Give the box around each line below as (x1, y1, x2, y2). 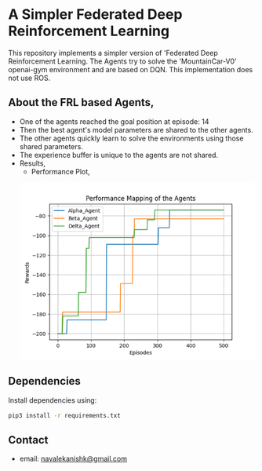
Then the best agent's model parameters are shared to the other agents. (19, 125, 253, 134)
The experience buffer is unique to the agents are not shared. (19, 150, 218, 159)
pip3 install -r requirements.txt (8, 411, 122, 419)
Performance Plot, (31, 166, 90, 176)
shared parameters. (19, 141, 84, 151)
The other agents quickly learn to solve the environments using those (19, 133, 244, 143)
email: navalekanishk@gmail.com (19, 454, 128, 464)
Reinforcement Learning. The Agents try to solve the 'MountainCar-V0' (8, 57, 237, 66)
